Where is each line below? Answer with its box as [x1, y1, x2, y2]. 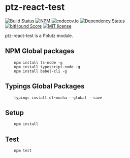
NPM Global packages [5, 47, 75, 55]
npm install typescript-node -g [14, 64, 80, 69]
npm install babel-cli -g [14, 69, 67, 74]
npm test [14, 148, 32, 153]
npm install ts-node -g [14, 60, 63, 65]
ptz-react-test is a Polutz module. [5, 33, 73, 39]
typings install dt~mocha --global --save [14, 95, 102, 100]
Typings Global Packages [5, 82, 85, 90]
